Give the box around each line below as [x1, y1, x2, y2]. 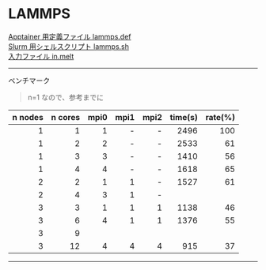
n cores [51, 111, 81, 122]
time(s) [169, 111, 198, 122]
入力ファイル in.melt [8, 51, 74, 61]
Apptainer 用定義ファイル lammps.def [8, 32, 131, 41]
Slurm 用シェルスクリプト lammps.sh [8, 41, 129, 51]
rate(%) [205, 111, 236, 122]
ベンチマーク [8, 76, 50, 85]
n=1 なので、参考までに [27, 92, 104, 102]
